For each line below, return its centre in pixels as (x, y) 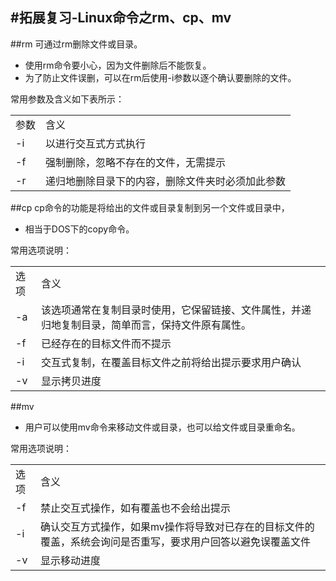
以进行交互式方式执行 (96, 143)
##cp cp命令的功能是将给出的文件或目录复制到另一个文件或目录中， (150, 207)
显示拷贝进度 (71, 381)
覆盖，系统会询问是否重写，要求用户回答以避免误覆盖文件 (175, 541)
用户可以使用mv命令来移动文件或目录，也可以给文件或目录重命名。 (162, 427)
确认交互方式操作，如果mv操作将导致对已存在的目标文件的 (177, 526)
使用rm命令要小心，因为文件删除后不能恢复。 (118, 65)
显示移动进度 (70, 560)
